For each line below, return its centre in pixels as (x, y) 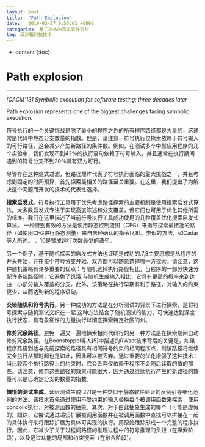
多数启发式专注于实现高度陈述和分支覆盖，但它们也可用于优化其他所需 (110, 210)
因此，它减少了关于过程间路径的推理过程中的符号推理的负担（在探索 (102, 430)
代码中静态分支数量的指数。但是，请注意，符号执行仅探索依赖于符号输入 (108, 138)
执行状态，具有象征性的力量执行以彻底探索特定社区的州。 (78, 320)
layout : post (23, 12)
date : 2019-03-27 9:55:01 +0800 (50, 23)
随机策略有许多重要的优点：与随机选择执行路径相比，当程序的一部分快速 (102, 269)
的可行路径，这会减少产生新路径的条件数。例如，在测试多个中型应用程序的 (100, 146)
